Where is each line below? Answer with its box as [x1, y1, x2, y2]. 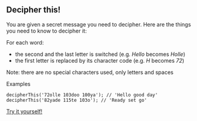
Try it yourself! [6, 108, 43, 115]
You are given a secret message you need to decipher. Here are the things [6, 20, 192, 28]
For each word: [6, 39, 44, 46]
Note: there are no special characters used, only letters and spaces [6, 69, 174, 76]
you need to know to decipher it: [6, 27, 87, 34]
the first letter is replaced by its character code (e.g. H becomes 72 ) [15, 57, 184, 64]
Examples [6, 80, 31, 87]
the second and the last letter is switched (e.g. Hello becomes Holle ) [15, 51, 186, 58]
